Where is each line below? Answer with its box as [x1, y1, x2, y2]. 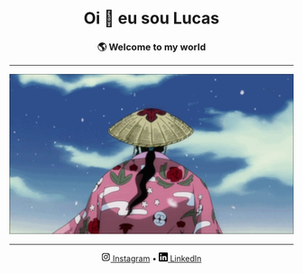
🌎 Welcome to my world [96, 41, 207, 53]
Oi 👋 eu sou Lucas [83, 8, 220, 29]
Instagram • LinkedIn [112, 252, 202, 264]
